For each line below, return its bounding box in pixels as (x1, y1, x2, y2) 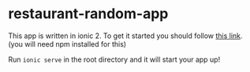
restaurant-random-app (8, 5, 169, 23)
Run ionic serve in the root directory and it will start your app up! (8, 55, 221, 64)
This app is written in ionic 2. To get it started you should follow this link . (8, 31, 243, 40)
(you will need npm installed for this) (8, 39, 127, 48)
